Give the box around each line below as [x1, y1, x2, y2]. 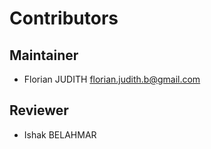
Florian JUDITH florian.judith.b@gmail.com [23, 73, 201, 85]
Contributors [9, 7, 119, 30]
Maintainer [9, 47, 79, 64]
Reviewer [9, 102, 69, 119]
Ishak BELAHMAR [23, 128, 97, 141]
